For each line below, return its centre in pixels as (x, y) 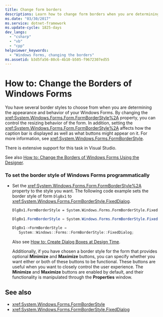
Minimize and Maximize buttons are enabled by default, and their (78, 272)
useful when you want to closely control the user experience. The (78, 267)
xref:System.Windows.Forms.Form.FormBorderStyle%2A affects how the (78, 128)
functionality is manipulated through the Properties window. (72, 277)
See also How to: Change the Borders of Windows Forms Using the (72, 158)
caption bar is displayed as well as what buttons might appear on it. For (76, 133)
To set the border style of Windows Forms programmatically (77, 175)
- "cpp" (17, 46)
